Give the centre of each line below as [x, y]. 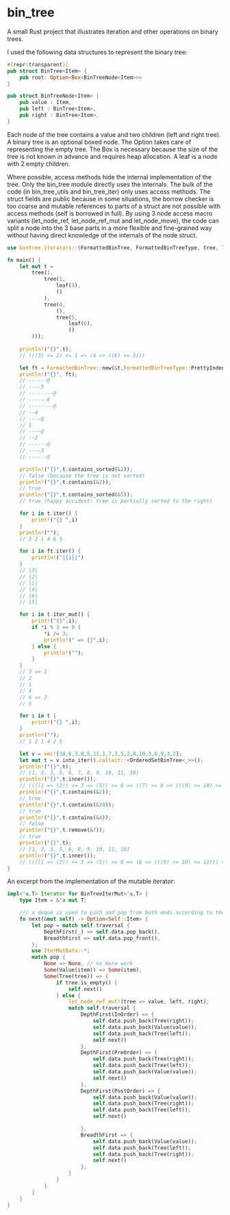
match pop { [49, 957]
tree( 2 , [55, 279]
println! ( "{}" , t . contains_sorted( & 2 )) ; [76, 469]
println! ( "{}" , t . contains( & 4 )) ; [65, 817]
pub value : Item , [46, 103]
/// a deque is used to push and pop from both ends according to [116, 913]
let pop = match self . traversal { [81, 925]
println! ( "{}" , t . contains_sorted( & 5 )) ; [76, 495]
